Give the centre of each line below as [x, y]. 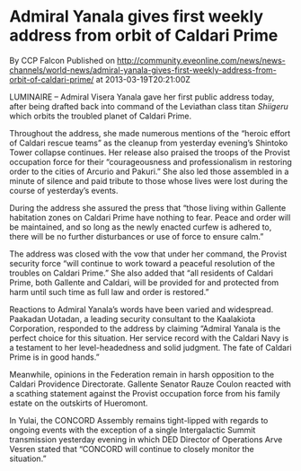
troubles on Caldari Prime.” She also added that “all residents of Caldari [142, 273]
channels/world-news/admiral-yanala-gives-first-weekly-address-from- [143, 70]
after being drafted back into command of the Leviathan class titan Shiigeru [149, 106]
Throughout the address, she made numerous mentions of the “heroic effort [150, 133]
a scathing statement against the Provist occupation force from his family [145, 393]
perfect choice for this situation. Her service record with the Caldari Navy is [149, 337]
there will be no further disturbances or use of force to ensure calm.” [137, 236]
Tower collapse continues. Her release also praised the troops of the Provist [150, 152]
